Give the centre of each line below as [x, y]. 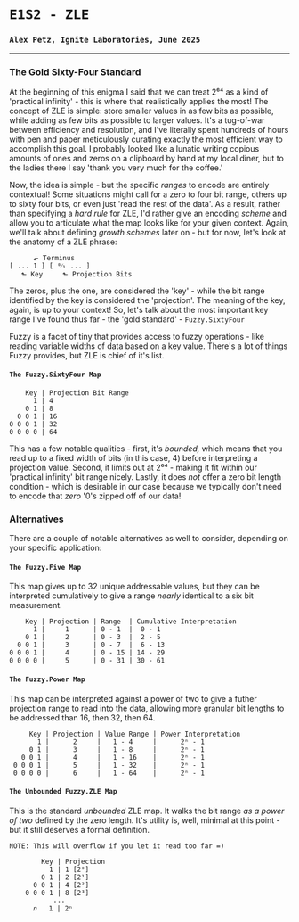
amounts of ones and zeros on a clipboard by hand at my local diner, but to [147, 158]
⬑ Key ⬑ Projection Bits [77, 274]
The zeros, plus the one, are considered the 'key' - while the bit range [137, 291]
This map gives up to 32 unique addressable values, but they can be [134, 587]
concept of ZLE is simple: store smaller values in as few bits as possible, [141, 111]
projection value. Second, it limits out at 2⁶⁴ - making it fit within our [133, 467]
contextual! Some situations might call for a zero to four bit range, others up [148, 194]
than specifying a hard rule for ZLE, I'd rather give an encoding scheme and [148, 213]
